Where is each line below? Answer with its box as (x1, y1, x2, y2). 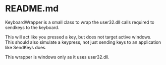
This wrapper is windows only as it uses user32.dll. (5, 54, 110, 60)
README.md (5, 3, 59, 14)
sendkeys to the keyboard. (5, 24, 59, 30)
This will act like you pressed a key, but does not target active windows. (5, 34, 152, 40)
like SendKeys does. (5, 44, 47, 50)
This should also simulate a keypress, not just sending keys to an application (5, 39, 161, 45)
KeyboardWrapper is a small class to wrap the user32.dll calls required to (5, 19, 155, 25)
